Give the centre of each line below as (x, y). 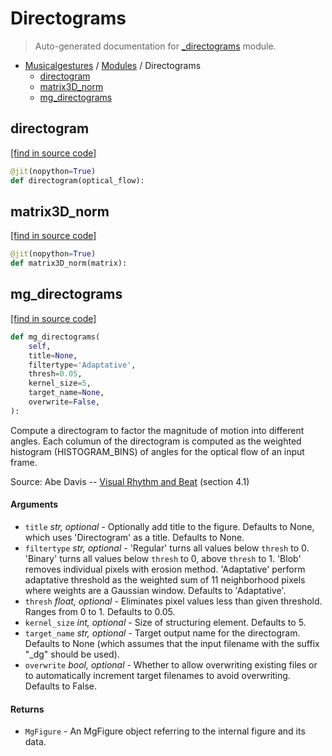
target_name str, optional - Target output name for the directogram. (162, 633)
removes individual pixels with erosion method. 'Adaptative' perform (165, 569)
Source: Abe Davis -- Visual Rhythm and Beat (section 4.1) (130, 481)
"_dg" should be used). (72, 654)
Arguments (34, 504)
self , (40, 346)
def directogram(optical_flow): (77, 180)
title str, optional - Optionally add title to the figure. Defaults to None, (169, 526)
